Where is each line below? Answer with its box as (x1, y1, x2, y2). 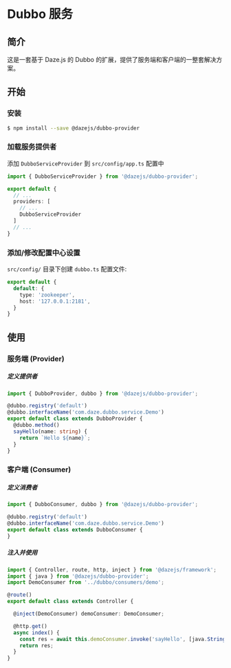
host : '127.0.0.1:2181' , (19, 298, 91, 305)
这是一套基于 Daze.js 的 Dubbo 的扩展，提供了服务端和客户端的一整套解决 (7, 56, 217, 63)
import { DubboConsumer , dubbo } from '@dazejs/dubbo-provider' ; (7, 501, 198, 508)
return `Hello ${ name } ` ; (19, 434, 91, 441)
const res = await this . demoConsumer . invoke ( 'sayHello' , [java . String (19, 636, 226, 642)
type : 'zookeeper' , (19, 291, 76, 298)
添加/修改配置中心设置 (7, 247, 80, 257)
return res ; (19, 642, 54, 649)
